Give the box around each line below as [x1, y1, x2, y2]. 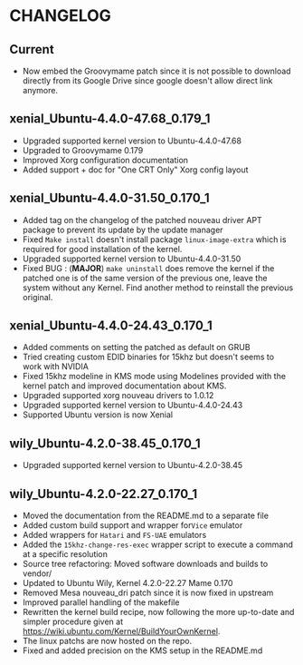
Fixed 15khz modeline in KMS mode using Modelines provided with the [22, 371, 287, 382]
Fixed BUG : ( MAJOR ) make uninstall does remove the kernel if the [22, 262, 275, 273]
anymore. [22, 85, 59, 95]
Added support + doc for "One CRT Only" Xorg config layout [22, 164, 249, 175]
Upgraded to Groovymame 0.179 [22, 144, 144, 155]
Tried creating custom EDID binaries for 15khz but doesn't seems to [22, 351, 274, 363]
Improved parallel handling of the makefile [22, 597, 180, 608]
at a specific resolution [22, 549, 109, 560]
